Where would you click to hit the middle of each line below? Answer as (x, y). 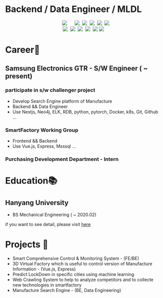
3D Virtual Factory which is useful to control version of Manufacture (82, 263)
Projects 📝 (27, 245)
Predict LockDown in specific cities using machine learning (73, 274)
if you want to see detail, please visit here (48, 224)
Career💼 (22, 50)
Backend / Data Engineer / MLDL (73, 9)
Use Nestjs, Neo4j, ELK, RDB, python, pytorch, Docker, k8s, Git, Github (85, 111)
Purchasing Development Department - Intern (62, 159)
